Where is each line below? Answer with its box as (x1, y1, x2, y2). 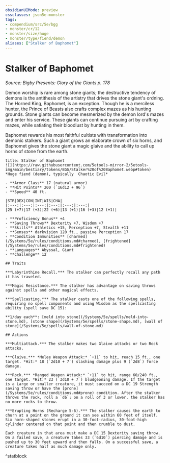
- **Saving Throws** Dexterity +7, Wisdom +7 (5, 221, 103, 226)
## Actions (5, 332, 29, 337)
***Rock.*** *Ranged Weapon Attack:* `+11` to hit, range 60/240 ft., (5, 372, 158, 378)
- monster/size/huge (5, 31, 49, 36)
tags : (5, 17, 17, 22)
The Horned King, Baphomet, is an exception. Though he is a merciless (5, 100, 154, 106)
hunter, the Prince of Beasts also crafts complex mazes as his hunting (5, 106, 152, 112)
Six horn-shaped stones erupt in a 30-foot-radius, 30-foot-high (5, 417, 147, 422)
